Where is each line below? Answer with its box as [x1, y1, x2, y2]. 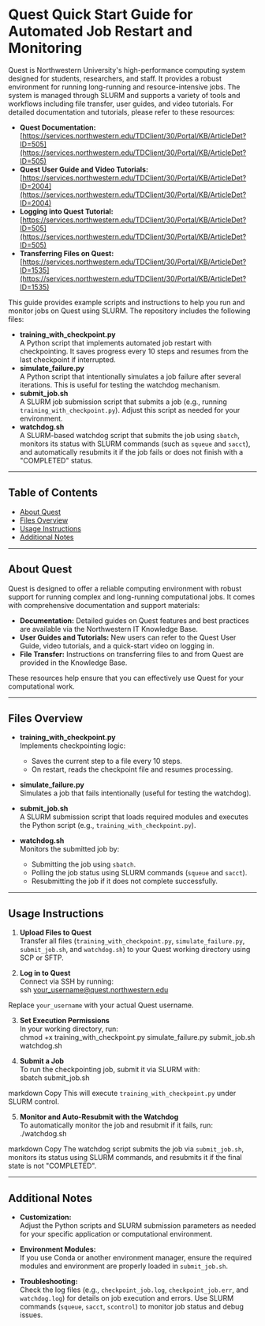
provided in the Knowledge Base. [19, 658, 128, 667]
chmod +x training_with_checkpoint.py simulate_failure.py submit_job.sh [19, 1033, 256, 1042]
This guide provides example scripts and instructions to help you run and [8, 297, 245, 307]
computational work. [8, 682, 75, 691]
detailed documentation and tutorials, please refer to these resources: [8, 107, 235, 116]
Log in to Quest [19, 969, 71, 978]
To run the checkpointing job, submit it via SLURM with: [19, 1065, 200, 1075]
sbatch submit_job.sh [19, 1073, 90, 1082]
